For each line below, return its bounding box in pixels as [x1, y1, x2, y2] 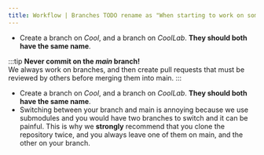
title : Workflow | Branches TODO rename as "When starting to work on [8, 11, 244, 20]
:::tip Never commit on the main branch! [8, 56, 140, 66]
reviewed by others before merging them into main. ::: [8, 73, 182, 82]
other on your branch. [19, 138, 90, 147]
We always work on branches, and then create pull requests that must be [8, 64, 245, 74]
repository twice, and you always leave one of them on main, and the [19, 130, 244, 139]
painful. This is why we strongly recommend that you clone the [19, 121, 225, 131]
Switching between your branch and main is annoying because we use [19, 105, 249, 114]
